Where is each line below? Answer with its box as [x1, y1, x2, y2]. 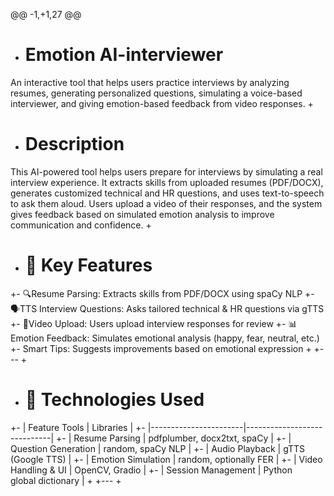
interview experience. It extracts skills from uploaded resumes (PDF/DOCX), [10, 176, 324, 188]
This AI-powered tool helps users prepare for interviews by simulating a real [10, 165, 323, 178]
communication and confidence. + [10, 219, 152, 231]
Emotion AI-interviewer [24, 44, 224, 66]
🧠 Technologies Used [24, 389, 205, 411]
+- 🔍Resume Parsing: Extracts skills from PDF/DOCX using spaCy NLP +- [10, 287, 315, 299]
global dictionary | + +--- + [10, 474, 122, 486]
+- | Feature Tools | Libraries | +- [10, 421, 146, 433]
